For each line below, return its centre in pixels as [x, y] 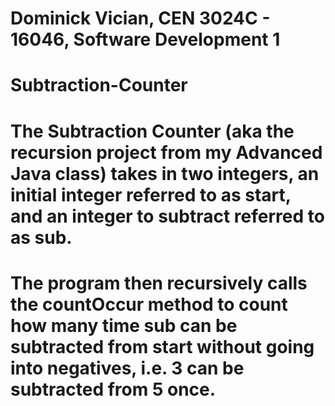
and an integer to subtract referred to [167, 216]
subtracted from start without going [162, 346]
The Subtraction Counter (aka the [152, 131]
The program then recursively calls [159, 283]
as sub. [41, 237]
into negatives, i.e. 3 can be [127, 368]
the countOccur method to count [149, 304]
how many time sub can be [124, 325]
